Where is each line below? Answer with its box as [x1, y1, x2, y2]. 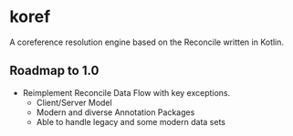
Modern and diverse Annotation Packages [36, 107, 195, 118]
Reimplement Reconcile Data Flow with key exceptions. [22, 87, 231, 98]
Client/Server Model [36, 97, 112, 108]
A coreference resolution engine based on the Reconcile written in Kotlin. [9, 37, 285, 47]
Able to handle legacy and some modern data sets [36, 116, 226, 127]
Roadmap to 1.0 [9, 63, 99, 78]
